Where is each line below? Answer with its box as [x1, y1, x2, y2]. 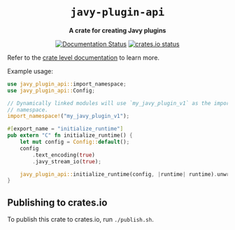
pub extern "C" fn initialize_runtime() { [7, 132, 133, 139]
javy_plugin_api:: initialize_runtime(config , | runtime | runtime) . [20, 170, 218, 177]
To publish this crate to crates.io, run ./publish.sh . [7, 215, 154, 224]
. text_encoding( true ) [32, 151, 96, 158]
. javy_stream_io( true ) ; [32, 158, 101, 165]
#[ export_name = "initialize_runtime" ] [7, 126, 124, 133]
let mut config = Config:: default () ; [20, 139, 130, 146]
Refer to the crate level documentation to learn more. [7, 53, 159, 62]
